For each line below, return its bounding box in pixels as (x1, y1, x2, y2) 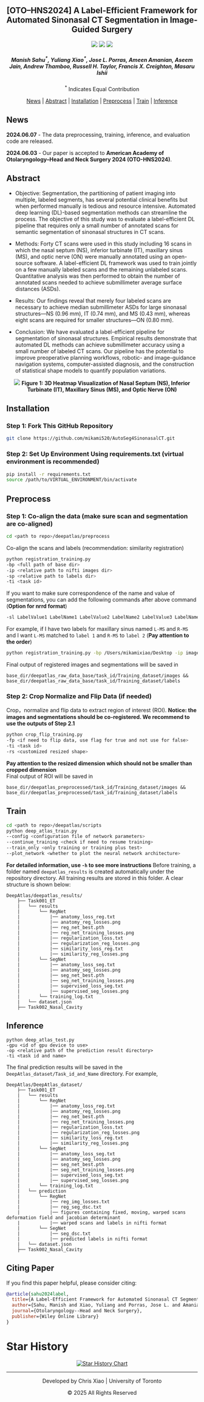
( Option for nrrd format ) (6, 602, 67, 610)
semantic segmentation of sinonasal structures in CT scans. (15, 228, 166, 235)
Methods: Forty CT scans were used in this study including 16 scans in (15, 240, 192, 247)
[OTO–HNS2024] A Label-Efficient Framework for (6, 5, 198, 16)
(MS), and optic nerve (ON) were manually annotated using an (15, 253, 171, 260)
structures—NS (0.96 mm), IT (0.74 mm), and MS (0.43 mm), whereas (15, 310, 191, 317)
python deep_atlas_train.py (6, 828, 78, 834)
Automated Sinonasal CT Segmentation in (6, 15, 168, 26)
